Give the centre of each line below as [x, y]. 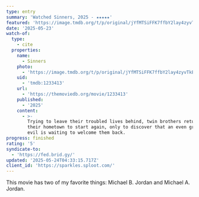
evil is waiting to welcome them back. [77, 133]
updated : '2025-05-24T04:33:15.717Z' [53, 160]
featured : [18, 22]
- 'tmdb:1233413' [43, 83]
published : [30, 99]
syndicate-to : [24, 149]
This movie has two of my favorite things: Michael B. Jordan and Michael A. [98, 183]
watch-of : [18, 34]
